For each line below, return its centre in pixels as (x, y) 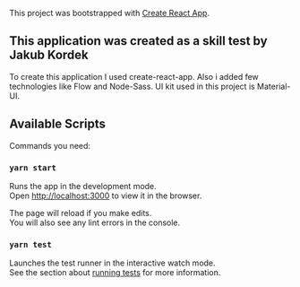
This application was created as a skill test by (138, 41)
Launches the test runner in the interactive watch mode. (113, 263)
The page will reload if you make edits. (81, 213)
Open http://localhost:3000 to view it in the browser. (106, 196)
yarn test (30, 244)
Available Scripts (57, 124)
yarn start (33, 168)
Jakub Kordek (49, 55)
